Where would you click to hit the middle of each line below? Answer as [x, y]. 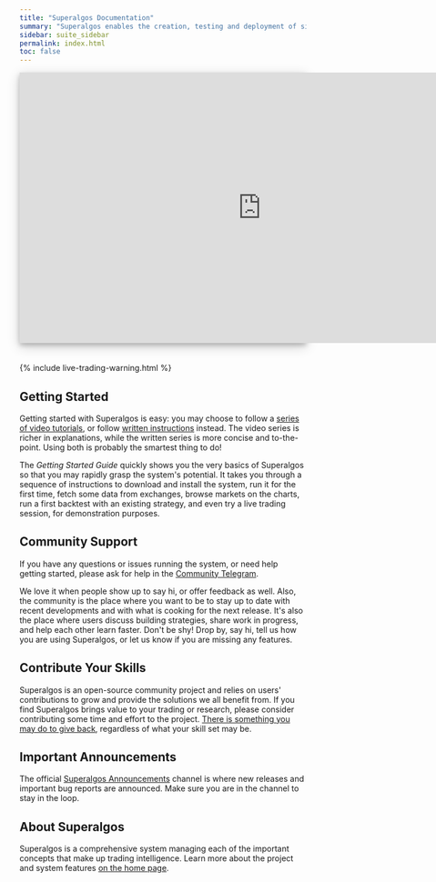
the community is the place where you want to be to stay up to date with [155, 600]
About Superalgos [72, 827]
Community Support [79, 542]
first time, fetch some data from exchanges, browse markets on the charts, [159, 494]
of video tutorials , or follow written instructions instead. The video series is [159, 427]
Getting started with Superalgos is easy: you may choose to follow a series [159, 418]
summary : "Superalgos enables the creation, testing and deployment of [158, 26]
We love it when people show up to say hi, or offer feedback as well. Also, [158, 591]
